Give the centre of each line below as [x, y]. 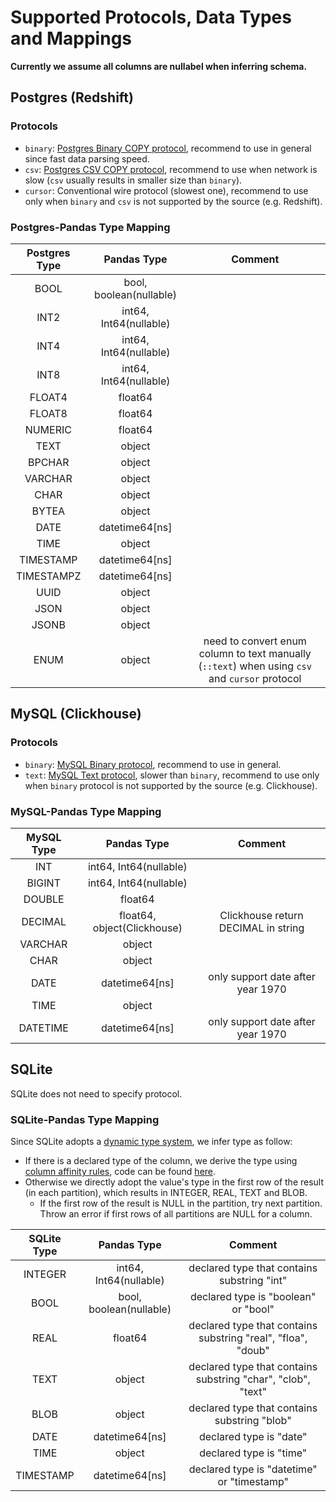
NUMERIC [48, 429]
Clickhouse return [261, 915]
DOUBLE [44, 899]
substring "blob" [253, 1421]
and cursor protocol [255, 678]
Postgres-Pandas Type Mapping [90, 227]
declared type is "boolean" [253, 1297]
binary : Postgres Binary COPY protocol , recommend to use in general [168, 148]
